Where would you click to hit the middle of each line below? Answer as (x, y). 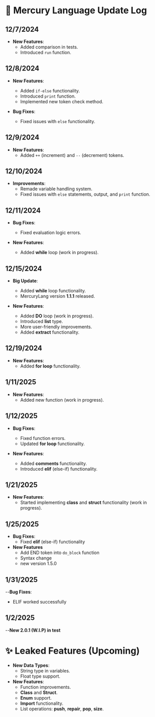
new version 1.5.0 (38, 564)
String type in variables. (45, 670)
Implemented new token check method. (62, 101)
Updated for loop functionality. (52, 444)
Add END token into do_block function (60, 553)
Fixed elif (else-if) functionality (53, 542)
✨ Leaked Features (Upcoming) (72, 651)
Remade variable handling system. (56, 189)
